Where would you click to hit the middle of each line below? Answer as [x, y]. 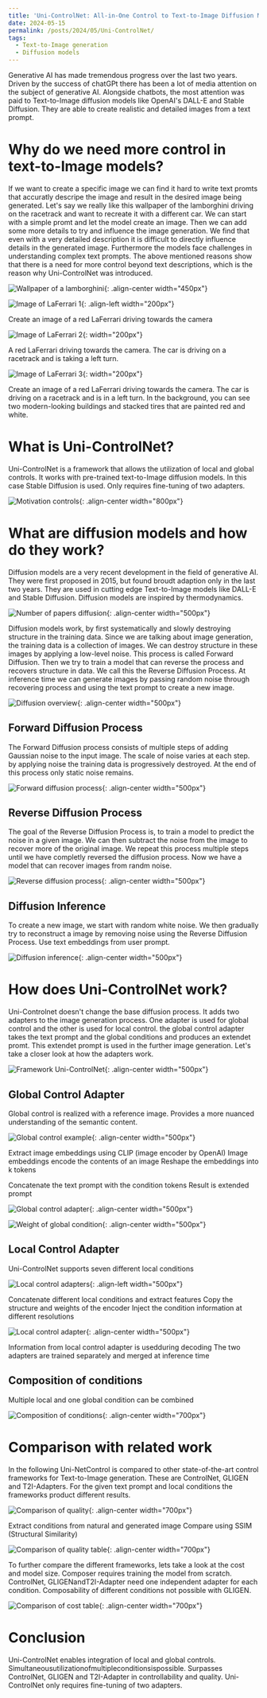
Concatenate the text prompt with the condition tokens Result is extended [129, 1185]
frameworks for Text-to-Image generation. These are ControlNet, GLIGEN [128, 1478]
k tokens [22, 1170]
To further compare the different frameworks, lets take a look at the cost [126, 1564]
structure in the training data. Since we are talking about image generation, [131, 636]
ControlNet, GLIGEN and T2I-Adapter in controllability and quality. [116, 1677]
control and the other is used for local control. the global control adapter [126, 1029]
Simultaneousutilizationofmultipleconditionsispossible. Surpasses [115, 1668]
